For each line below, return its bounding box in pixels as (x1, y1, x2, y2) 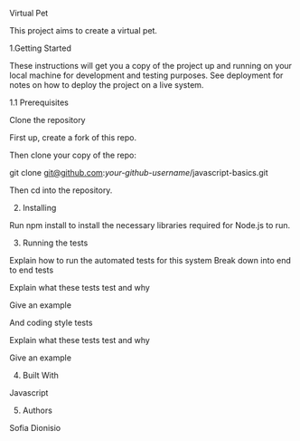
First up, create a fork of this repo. (9, 132, 137, 143)
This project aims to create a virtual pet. (9, 25, 158, 35)
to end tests (9, 264, 54, 275)
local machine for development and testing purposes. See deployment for (9, 70, 284, 81)
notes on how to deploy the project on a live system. (9, 80, 204, 90)
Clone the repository (9, 115, 86, 125)
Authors (22, 405, 52, 416)
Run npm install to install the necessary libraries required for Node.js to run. (9, 220, 291, 230)
